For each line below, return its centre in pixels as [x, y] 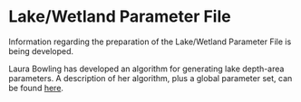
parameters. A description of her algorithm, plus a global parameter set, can [150, 78]
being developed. [41, 51]
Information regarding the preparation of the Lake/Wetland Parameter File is [150, 42]
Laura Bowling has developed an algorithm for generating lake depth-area [146, 69]
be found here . [36, 88]
